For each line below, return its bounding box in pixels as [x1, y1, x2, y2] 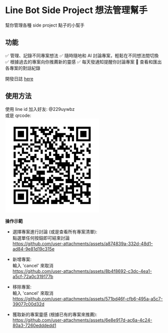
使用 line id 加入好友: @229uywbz [5, 106, 75, 112]
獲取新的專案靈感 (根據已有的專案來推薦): [12, 311, 97, 317]
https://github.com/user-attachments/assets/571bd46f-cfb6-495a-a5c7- [12, 295, 163, 301]
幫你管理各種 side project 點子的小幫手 [5, 22, 85, 28]
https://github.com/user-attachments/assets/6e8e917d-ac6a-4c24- [12, 317, 152, 323]
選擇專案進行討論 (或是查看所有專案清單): [12, 229, 97, 235]
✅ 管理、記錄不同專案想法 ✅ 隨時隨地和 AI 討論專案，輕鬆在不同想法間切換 [5, 52, 159, 58]
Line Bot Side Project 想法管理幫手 [5, 5, 148, 16]
